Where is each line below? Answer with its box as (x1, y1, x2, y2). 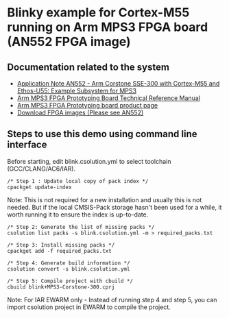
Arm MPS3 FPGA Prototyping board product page (16, 101, 158, 109)
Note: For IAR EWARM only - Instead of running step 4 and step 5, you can (7, 295, 217, 304)
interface (7, 139, 47, 151)
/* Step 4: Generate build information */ (7, 259, 130, 267)
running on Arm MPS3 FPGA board (7, 19, 208, 35)
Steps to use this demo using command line (7, 128, 197, 140)
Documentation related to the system (7, 61, 170, 73)
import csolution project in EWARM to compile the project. (7, 303, 171, 311)
